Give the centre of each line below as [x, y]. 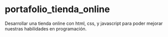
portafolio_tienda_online [57, 9]
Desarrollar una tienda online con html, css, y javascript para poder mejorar [84, 23]
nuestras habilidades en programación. [46, 28]
